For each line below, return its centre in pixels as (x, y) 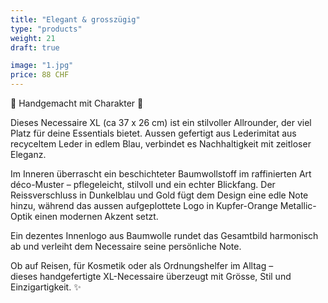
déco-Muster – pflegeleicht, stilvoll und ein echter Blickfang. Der (143, 184)
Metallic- (298, 205)
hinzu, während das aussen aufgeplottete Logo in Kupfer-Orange (144, 205)
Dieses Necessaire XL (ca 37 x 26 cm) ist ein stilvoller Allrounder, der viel (161, 122)
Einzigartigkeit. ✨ (46, 287)
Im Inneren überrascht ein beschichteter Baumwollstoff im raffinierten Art (161, 174)
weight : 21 (33, 38)
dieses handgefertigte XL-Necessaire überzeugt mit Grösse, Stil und (151, 276)
